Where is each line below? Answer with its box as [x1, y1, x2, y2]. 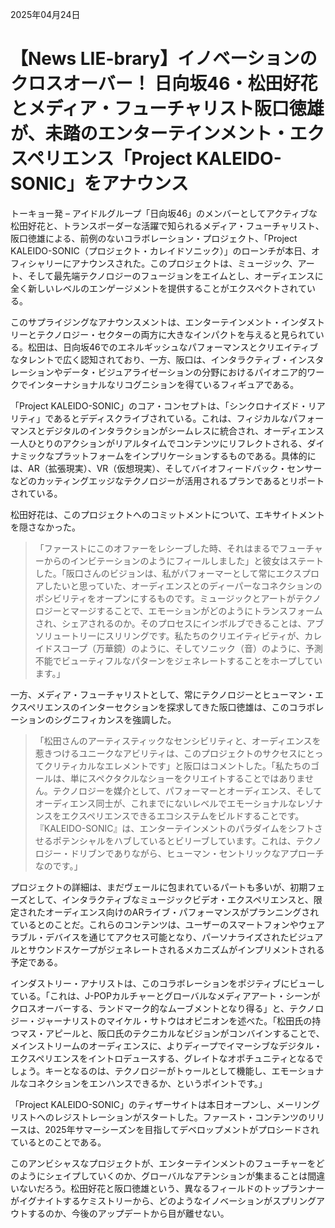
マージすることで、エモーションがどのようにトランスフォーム [69, 604, 323, 617]
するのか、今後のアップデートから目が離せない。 [27, 1207, 230, 1219]
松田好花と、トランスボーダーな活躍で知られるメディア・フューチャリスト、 [10, 219, 325, 232]
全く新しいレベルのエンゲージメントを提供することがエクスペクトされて [10, 282, 307, 294]
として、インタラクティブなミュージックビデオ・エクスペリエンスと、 [27, 893, 314, 905]
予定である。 [10, 956, 63, 968]
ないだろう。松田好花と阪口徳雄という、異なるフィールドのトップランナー [18, 1182, 325, 1194]
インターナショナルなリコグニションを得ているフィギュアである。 [27, 378, 300, 390]
